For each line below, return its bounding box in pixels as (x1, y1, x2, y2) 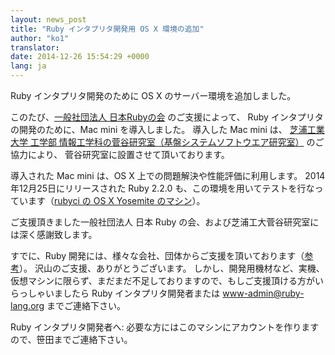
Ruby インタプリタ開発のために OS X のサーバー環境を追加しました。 (10, 90, 297, 101)
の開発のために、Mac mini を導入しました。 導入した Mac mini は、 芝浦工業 (10, 124, 325, 135)
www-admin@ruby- (222, 287, 305, 299)
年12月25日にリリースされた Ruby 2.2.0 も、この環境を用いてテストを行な (10, 182, 315, 194)
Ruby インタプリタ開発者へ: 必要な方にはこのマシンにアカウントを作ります (10, 321, 320, 333)
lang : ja (10, 61, 47, 71)
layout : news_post (10, 14, 87, 25)
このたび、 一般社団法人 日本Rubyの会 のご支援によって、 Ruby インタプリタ (10, 111, 324, 123)
